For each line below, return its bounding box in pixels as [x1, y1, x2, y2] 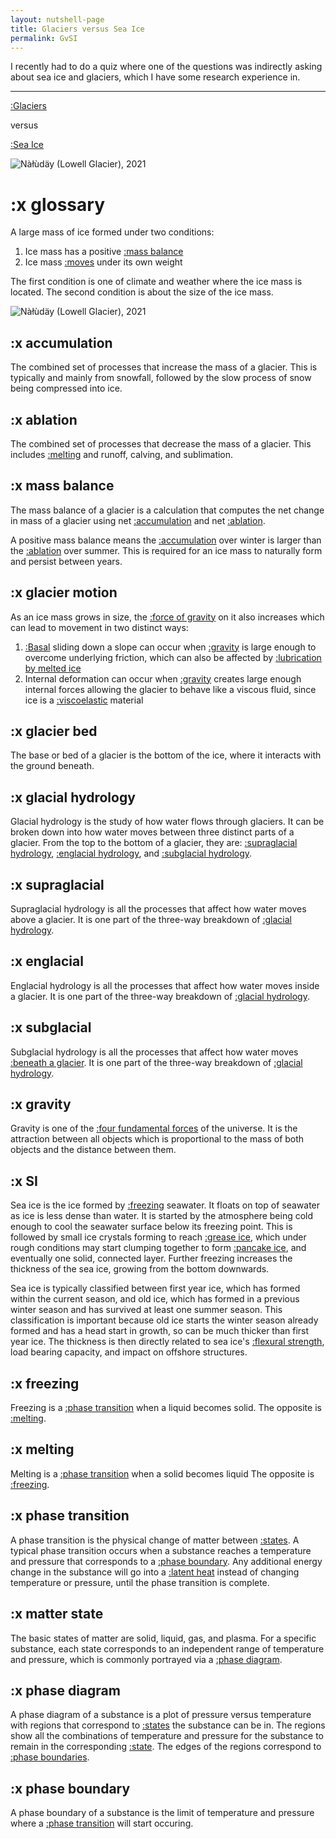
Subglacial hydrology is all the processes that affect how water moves [10, 1046, 299, 1058]
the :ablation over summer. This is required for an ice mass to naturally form [10, 544, 323, 556]
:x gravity [10, 1096, 72, 1113]
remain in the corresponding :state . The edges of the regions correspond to [10, 1741, 322, 1753]
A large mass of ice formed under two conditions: [10, 226, 215, 238]
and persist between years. [10, 555, 123, 567]
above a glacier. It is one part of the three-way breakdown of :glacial [10, 914, 292, 925]
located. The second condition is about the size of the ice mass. [10, 286, 274, 298]
